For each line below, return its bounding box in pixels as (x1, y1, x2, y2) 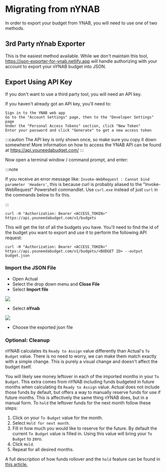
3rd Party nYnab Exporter (5, 40, 85, 48)
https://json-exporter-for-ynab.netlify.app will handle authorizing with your (5, 58, 158, 64)
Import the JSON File (5, 265, 56, 272)
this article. (5, 462, 28, 468)
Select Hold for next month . (12, 420, 70, 426)
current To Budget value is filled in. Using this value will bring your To (12, 431, 153, 437)
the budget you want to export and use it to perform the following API (5, 229, 147, 235)
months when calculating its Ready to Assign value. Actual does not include (5, 384, 160, 390)
